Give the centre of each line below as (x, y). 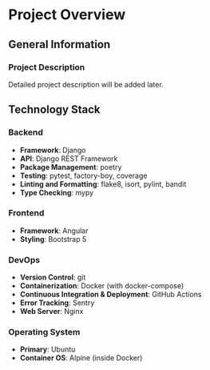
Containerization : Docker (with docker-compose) (102, 286)
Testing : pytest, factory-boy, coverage (83, 175)
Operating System (44, 332)
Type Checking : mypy (57, 192)
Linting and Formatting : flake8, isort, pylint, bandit (103, 184)
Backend (26, 132)
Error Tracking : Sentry (57, 303)
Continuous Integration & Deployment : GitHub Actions (111, 295)
